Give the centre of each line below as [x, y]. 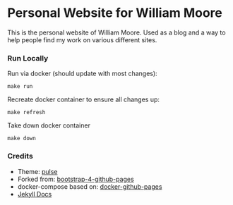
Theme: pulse [37, 171]
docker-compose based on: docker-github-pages [90, 186]
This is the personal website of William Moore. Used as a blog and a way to [116, 32]
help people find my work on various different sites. [82, 39]
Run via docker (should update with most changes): [82, 74]
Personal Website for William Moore [115, 13]
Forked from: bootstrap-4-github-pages [76, 179]
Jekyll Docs [35, 194]
